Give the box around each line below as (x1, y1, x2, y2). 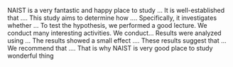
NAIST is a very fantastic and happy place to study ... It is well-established (7, 6, 225, 14)
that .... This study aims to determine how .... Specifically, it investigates (7, 14, 217, 22)
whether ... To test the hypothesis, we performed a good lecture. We (7, 21, 207, 29)
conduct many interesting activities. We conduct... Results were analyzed (7, 29, 222, 37)
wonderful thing (7, 51, 54, 60)
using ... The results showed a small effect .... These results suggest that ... (7, 36, 227, 45)
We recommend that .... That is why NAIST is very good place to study (7, 44, 213, 52)
